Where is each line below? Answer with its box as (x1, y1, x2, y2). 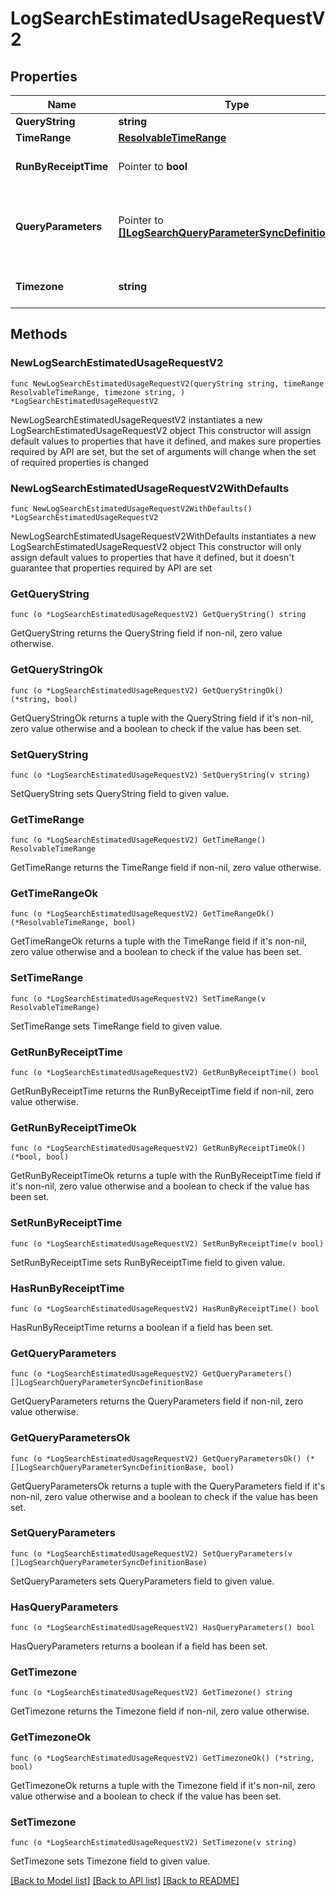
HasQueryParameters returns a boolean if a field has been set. (10, 1640, 268, 1652)
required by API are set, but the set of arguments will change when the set (10, 445, 317, 457)
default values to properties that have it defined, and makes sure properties (10, 435, 322, 447)
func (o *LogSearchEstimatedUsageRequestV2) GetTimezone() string (10, 1688, 293, 1698)
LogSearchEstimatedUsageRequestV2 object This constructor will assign (10, 424, 312, 436)
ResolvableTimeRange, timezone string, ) (10, 387, 186, 397)
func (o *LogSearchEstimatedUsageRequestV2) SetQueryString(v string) (10, 770, 311, 780)
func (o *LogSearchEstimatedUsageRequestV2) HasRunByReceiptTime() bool (10, 1303, 320, 1314)
